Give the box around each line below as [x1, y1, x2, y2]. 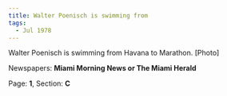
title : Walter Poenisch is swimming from [8, 11, 149, 20]
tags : [8, 19, 26, 27]
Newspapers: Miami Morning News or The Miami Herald [8, 63, 197, 73]
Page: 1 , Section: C [8, 79, 70, 88]
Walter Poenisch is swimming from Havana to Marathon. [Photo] [8, 48, 220, 58]
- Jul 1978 [15, 26, 52, 34]
